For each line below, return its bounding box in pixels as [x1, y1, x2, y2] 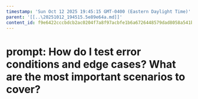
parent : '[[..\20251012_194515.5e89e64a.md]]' [6, 14, 123, 20]
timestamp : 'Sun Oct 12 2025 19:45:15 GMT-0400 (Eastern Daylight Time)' [6, 8, 192, 15]
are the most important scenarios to [6, 70, 186, 83]
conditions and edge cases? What [6, 57, 176, 71]
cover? [6, 82, 41, 96]
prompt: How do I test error [6, 45, 141, 58]
